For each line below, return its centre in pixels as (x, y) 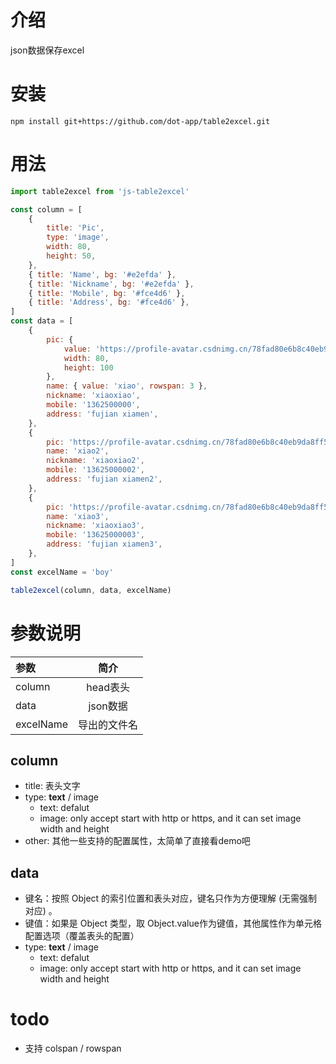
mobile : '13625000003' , (95, 535)
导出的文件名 (108, 724)
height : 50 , (71, 256)
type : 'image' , (78, 237)
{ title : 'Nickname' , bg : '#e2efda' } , (111, 284)
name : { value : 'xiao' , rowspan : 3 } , (127, 386)
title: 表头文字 (52, 786)
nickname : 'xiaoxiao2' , (95, 461)
